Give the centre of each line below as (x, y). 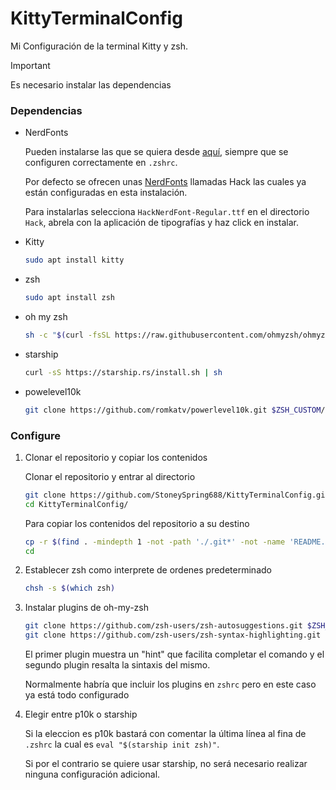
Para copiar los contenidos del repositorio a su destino (137, 523)
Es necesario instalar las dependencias (91, 84)
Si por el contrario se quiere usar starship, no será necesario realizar (166, 764)
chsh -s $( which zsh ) (70, 588)
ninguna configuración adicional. (92, 774)
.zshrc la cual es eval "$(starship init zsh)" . (122, 744)
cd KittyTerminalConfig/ (76, 504)
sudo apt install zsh (69, 298)
